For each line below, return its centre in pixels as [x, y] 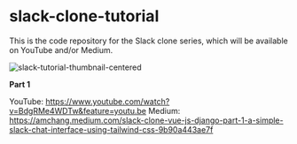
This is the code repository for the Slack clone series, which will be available [148, 41]
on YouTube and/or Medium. [61, 49]
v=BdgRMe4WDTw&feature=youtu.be [78, 110]
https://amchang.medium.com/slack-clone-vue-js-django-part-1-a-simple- [146, 120]
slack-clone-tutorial [84, 16]
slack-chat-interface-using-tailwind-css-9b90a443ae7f [111, 129]
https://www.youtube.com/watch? [108, 101]
